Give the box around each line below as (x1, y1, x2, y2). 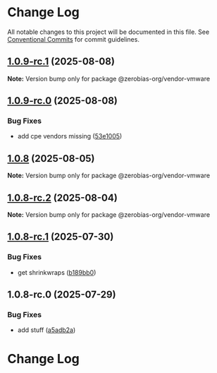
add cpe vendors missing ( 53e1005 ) (17, 132, 123, 141)
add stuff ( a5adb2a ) (17, 326, 76, 334)
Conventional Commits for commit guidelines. (7, 35, 139, 43)
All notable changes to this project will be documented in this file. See (7, 28, 210, 36)
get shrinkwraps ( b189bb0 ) (17, 268, 97, 276)
